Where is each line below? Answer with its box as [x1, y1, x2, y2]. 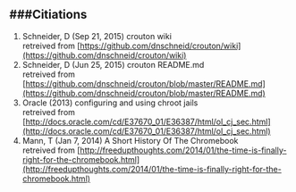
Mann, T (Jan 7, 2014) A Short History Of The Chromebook [21, 135, 239, 146]
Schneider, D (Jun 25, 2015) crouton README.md [21, 59, 205, 70]
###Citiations [9, 7, 88, 22]
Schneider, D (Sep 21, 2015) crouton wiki [21, 30, 173, 41]
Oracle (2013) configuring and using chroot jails [21, 97, 199, 108]
